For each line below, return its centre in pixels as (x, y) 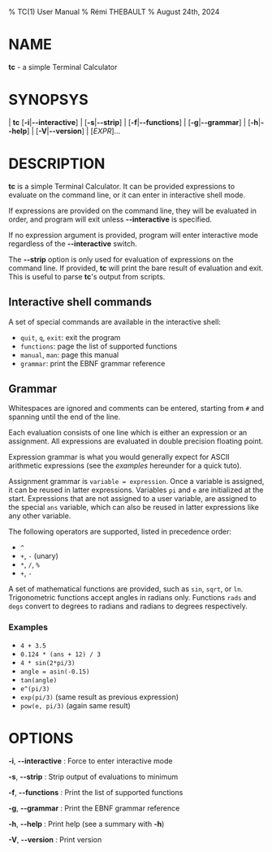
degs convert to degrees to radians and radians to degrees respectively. (128, 606)
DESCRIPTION (57, 164)
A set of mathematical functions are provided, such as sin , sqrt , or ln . (126, 589)
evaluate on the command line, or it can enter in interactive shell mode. (127, 195)
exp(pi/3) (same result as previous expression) (99, 697)
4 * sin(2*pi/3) (47, 663)
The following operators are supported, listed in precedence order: (120, 532)
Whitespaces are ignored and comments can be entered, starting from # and (136, 409)
